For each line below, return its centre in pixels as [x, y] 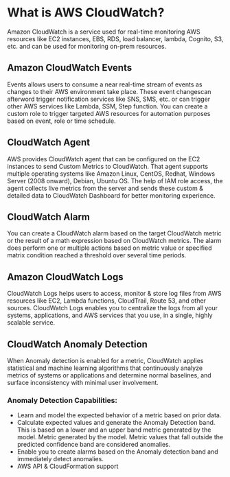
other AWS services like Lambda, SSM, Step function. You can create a [107, 106]
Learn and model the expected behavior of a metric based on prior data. [119, 415]
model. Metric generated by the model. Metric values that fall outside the [120, 437]
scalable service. [31, 323]
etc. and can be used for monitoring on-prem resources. [87, 46]
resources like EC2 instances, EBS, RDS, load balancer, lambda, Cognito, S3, [115, 38]
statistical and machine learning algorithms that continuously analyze [105, 368]
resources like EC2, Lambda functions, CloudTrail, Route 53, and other [106, 301]
